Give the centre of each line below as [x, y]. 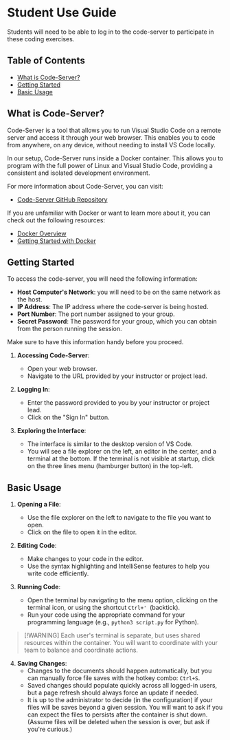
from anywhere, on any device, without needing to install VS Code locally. [111, 145]
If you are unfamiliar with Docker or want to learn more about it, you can [109, 213]
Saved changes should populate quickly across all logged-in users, [122, 686]
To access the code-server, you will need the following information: [102, 279]
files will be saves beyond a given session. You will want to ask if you [125, 708]
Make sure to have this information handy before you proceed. [95, 342]
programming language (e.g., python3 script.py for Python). [113, 622]
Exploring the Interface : [51, 431]
